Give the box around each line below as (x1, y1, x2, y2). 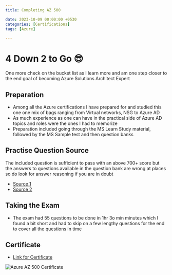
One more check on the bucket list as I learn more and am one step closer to (5, 70, 167, 76)
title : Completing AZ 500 (5, 7, 61, 13)
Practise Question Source (5, 146, 89, 155)
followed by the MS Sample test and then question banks (12, 132, 133, 137)
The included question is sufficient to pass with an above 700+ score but (5, 160, 160, 166)
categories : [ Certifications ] (5, 22, 70, 27)
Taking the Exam (5, 201, 60, 210)
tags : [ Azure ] (5, 26, 36, 31)
